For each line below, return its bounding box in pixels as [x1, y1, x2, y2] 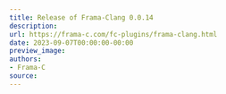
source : [9, 72, 38, 81]
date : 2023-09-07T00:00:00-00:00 [9, 38, 134, 47]
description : [9, 21, 58, 30]
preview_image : [9, 47, 66, 56]
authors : [9, 55, 42, 64]
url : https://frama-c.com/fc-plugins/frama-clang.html [9, 30, 218, 38]
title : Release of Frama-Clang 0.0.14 [9, 13, 154, 22]
